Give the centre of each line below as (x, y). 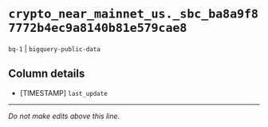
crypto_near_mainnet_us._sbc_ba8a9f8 (134, 14)
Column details (47, 74)
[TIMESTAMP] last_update (63, 93)
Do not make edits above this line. (64, 116)
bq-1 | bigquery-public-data (55, 48)
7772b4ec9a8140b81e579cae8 (98, 28)
